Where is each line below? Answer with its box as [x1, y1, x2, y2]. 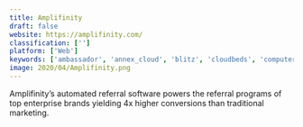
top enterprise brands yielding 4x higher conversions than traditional [9, 97, 264, 108]
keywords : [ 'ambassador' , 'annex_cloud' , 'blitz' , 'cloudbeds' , [9, 55, 256, 64]
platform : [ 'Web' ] [9, 47, 78, 56]
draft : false [9, 22, 59, 31]
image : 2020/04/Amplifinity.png [9, 64, 131, 73]
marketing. [9, 107, 50, 118]
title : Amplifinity [9, 13, 83, 23]
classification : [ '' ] [9, 38, 91, 48]
